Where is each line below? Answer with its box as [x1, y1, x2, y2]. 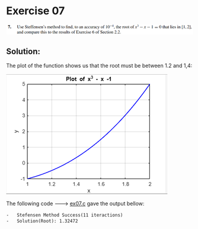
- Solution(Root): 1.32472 [6, 218, 78, 224]
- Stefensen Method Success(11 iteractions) [6, 212, 123, 218]
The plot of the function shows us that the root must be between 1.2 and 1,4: [6, 62, 193, 69]
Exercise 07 [6, 4, 65, 18]
